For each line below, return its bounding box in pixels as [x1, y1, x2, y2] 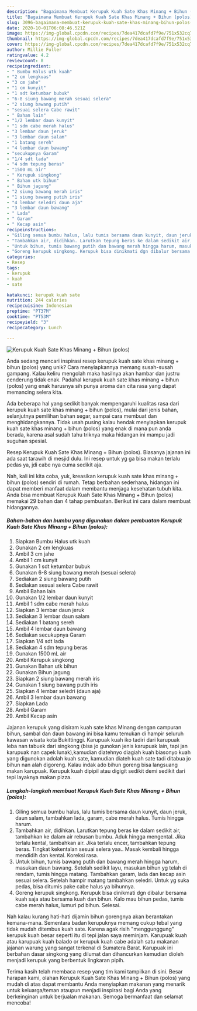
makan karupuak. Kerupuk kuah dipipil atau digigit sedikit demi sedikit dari [6, 767, 186, 775]
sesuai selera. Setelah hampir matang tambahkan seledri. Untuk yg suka [15, 877, 189, 884]
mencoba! [6, 999, 31, 1006]
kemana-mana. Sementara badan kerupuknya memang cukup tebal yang [6, 919, 182, 927]
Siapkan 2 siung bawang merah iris [15, 675, 100, 682]
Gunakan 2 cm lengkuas [15, 544, 74, 552]
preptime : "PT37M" [6, 309, 51, 315]
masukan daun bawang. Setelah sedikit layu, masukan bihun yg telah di [15, 864, 187, 871]
